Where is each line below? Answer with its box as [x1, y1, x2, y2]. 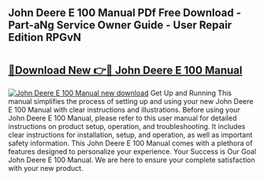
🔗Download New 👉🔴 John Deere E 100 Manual [8, 63, 243, 77]
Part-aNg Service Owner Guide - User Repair [8, 19, 232, 32]
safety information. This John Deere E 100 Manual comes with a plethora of [8, 139, 253, 148]
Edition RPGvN [8, 31, 81, 44]
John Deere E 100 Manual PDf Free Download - [8, 6, 242, 20]
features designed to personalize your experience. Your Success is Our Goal [8, 147, 257, 156]
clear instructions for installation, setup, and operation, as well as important [8, 130, 253, 139]
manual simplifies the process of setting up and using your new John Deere [8, 97, 254, 105]
